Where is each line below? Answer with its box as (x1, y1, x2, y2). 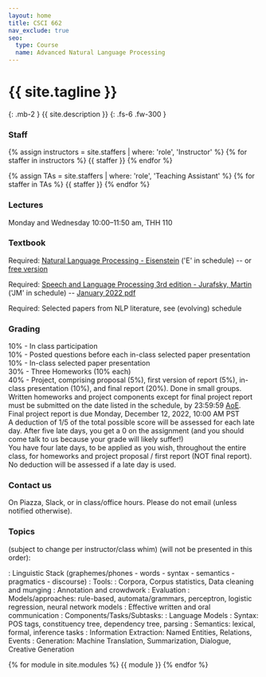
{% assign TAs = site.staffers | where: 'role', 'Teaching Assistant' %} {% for (8, 171, 255, 181)
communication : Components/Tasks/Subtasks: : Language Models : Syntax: (8, 610, 259, 620)
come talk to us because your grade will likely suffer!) (8, 435, 184, 444)
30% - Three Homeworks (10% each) (8, 367, 131, 377)
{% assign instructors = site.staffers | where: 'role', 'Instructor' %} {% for (8, 147, 248, 157)
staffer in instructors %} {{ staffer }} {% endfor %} (8, 156, 173, 166)
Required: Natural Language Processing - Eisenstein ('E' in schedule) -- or (8, 256, 252, 265)
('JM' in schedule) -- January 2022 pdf (8, 288, 136, 297)
